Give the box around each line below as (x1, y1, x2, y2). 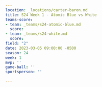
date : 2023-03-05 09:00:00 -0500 (5, 46, 76, 51)
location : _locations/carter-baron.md (5, 7, 88, 13)
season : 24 (5, 50, 29, 55)
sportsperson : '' (5, 70, 42, 75)
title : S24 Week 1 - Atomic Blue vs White (5, 12, 97, 17)
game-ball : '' (5, 64, 36, 70)
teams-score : (5, 17, 33, 22)
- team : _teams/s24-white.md (5, 31, 67, 36)
